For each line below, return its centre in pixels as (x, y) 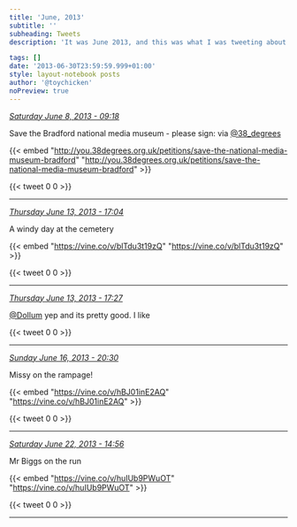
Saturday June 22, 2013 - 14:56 (67, 444)
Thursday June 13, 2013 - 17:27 (66, 298)
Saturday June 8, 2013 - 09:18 (65, 116)
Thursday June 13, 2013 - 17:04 (66, 211)
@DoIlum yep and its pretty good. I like (80, 315)
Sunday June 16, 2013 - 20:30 (64, 357)
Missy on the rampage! (51, 374)
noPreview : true (39, 91)
